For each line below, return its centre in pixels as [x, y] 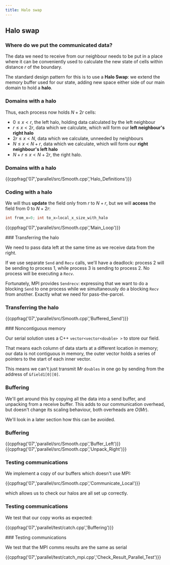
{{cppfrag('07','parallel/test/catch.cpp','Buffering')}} [60, 527]
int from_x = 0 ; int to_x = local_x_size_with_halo [57, 218]
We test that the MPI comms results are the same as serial [66, 547]
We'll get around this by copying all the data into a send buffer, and [76, 399]
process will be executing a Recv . [40, 274]
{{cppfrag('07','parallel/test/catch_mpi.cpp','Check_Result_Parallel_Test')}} [83, 557]
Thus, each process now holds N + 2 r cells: [51, 112]
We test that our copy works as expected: [49, 518]
